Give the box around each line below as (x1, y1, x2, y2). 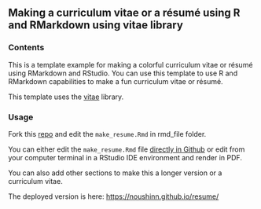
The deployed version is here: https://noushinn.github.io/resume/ (8, 192, 219, 201)
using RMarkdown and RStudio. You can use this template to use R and (8, 68, 238, 78)
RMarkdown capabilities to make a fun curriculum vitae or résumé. (8, 76, 223, 86)
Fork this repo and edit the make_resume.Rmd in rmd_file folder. (8, 129, 207, 138)
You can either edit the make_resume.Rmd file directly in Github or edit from (8, 145, 245, 154)
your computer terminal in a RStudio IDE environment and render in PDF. (8, 152, 242, 162)
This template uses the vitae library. (8, 92, 124, 101)
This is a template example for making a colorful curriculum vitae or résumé (8, 60, 253, 69)
